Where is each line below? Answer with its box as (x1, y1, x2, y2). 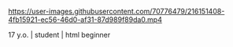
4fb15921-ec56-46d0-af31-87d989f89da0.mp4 (8, 15, 163, 24)
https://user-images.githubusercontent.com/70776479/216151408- (8, 7, 225, 16)
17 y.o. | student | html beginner (8, 31, 111, 39)
